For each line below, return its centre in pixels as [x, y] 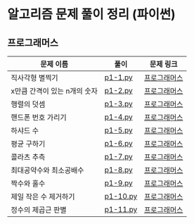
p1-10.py [121, 196]
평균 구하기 [28, 144]
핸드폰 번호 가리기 [39, 117]
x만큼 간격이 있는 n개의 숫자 [54, 91]
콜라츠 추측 [28, 157]
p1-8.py [118, 170]
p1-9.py [118, 183]
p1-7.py [118, 157]
